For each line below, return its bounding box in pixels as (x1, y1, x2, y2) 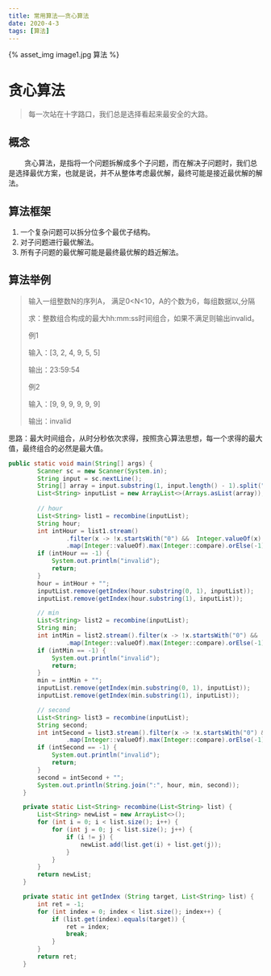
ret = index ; (65, 923, 110, 931)
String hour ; (37, 519, 81, 528)
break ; (65, 930, 89, 938)
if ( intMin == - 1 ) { (37, 646, 106, 654)
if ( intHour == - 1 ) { (37, 549, 110, 557)
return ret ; (37, 953, 78, 961)
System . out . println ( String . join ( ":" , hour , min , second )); (37, 781, 240, 789)
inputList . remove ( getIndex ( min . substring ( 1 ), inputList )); (37, 691, 240, 699)
